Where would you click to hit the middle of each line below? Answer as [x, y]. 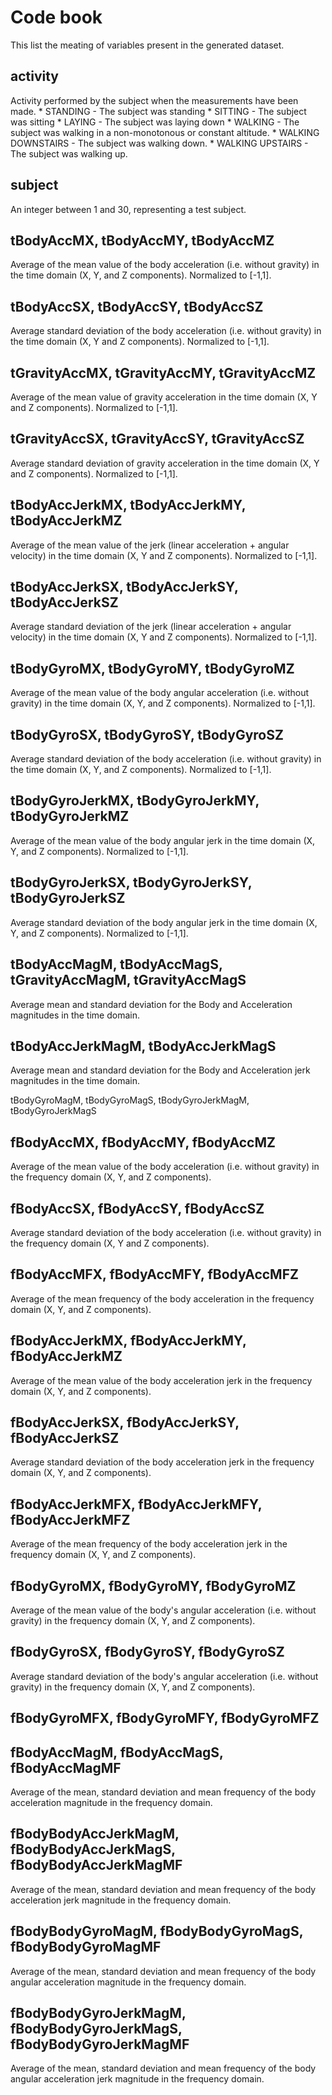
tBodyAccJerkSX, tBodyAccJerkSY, [124, 587]
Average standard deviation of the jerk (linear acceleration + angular [151, 627]
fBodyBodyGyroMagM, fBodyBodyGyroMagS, [157, 1931]
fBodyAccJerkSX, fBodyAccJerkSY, [125, 1422]
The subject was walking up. [69, 153]
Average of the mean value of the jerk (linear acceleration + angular [150, 545]
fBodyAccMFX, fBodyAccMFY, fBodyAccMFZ [154, 1274]
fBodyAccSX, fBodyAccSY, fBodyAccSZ [137, 1208]
